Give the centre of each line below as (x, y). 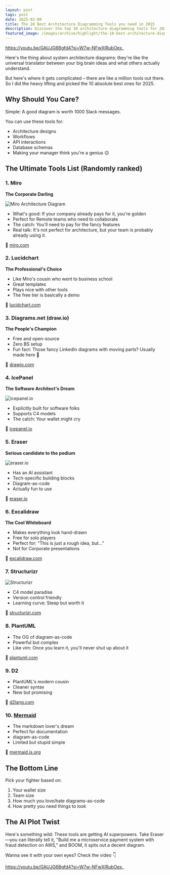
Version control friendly (37, 598)
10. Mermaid (21, 715)
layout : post (19, 10)
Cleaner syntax (28, 687)
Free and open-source (36, 339)
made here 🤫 (26, 355)
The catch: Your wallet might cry (47, 419)
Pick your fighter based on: (34, 780)
